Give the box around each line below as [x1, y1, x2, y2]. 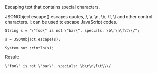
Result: [5, 54, 19, 60]
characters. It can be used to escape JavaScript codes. [5, 19, 117, 24]
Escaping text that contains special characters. [5, 4, 100, 10]
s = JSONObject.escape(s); [5, 37, 61, 42]
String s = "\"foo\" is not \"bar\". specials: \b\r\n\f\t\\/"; [5, 28, 140, 33]
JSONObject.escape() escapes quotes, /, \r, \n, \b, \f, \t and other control [5, 14, 153, 19]
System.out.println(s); [5, 46, 54, 50]
